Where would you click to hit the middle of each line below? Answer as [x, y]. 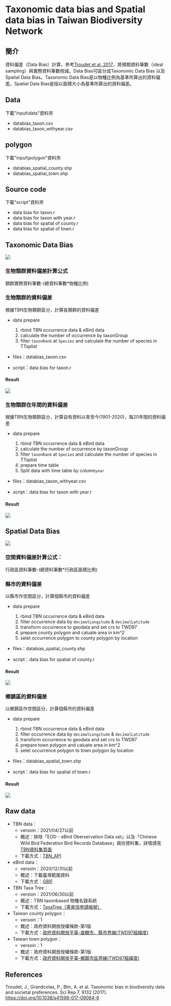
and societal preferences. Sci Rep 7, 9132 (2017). [56, 992]
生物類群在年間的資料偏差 [37, 405]
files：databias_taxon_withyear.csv [49, 481]
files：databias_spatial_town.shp [47, 761]
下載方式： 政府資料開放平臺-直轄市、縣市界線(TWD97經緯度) [84, 933]
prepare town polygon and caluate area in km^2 [70, 745]
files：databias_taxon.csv [39, 357]
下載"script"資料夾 [25, 202]
